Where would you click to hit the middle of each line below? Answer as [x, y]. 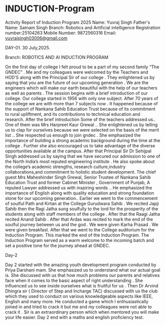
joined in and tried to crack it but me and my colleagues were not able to [79, 307]
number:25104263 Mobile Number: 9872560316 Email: [61, 33]
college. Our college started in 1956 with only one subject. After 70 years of [82, 98]
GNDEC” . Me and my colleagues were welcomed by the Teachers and [77, 72]
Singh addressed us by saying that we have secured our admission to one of [83, 156]
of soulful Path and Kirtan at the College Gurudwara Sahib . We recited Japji [82, 203]
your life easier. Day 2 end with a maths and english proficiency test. [74, 317]
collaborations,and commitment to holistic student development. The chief [81, 172]
